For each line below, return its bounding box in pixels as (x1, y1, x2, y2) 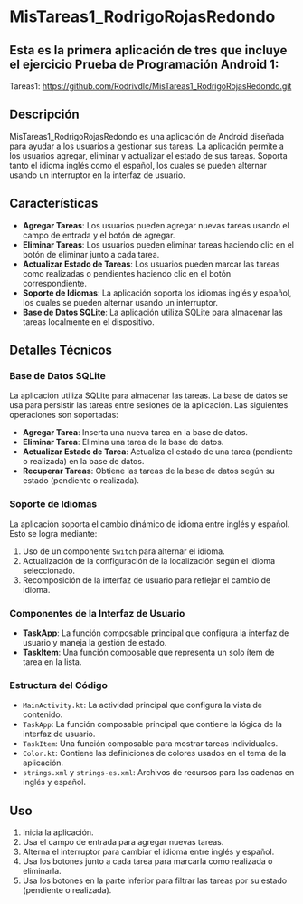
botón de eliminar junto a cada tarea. (22, 248, 160, 259)
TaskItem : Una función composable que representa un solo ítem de (22, 646, 275, 657)
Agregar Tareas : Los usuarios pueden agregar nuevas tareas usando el (22, 219, 289, 230)
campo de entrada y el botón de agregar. (22, 229, 175, 240)
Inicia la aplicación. (22, 827, 94, 838)
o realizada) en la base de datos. (22, 456, 145, 467)
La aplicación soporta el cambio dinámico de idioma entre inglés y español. (9, 519, 290, 530)
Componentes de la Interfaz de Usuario (9, 607, 185, 619)
